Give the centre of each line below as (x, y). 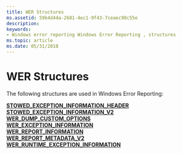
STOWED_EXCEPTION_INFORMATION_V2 (60, 112)
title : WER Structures (35, 12)
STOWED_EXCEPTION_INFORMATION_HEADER (68, 106)
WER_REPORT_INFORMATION (45, 131)
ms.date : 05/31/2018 (33, 47)
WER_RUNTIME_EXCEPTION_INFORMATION (64, 144)
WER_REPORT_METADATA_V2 (45, 138)
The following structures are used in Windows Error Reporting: (85, 93)
